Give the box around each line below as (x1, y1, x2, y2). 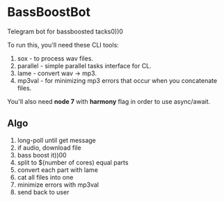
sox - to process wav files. (17, 54, 94, 63)
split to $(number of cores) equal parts (17, 158, 129, 166)
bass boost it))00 (17, 150, 67, 159)
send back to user (17, 187, 70, 196)
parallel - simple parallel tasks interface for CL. (17, 61, 152, 70)
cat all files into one (17, 173, 74, 181)
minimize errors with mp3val (17, 180, 99, 189)
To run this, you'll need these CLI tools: (7, 40, 120, 49)
